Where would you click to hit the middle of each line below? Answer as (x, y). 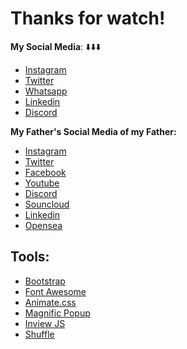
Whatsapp (46, 91)
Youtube (42, 183)
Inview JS (45, 323)
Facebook (45, 172)
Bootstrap (45, 281)
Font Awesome (55, 291)
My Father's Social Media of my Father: (93, 131)
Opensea (43, 225)
